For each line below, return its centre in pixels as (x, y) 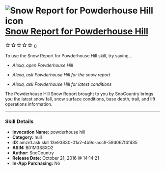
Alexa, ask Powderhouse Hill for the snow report (61, 74)
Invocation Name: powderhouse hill (49, 132)
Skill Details (19, 121)
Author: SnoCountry (33, 153)
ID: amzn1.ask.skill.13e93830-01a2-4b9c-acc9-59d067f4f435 (75, 143)
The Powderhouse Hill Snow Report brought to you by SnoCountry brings (79, 94)
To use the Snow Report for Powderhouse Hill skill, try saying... (69, 55)
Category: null (27, 137)
